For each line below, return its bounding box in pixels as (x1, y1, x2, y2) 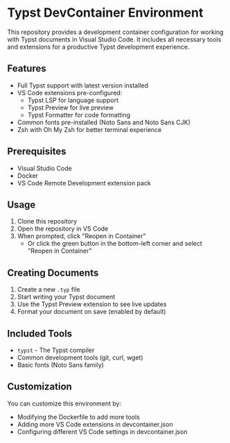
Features (7, 62, 46, 74)
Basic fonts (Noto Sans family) (17, 361, 104, 369)
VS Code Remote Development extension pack (17, 178, 151, 187)
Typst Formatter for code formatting (27, 110, 130, 119)
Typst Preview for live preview (27, 103, 114, 112)
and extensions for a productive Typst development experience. (7, 42, 190, 51)
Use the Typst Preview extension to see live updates (17, 300, 167, 308)
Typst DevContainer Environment (7, 5, 204, 21)
